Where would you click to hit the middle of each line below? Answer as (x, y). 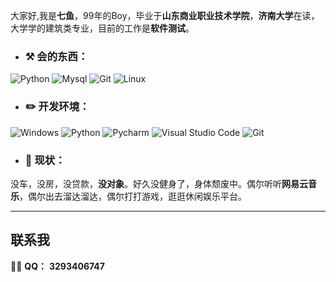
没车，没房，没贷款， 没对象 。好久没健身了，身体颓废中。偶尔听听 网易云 (159, 183)
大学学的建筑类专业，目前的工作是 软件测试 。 (102, 28)
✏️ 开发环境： (57, 107)
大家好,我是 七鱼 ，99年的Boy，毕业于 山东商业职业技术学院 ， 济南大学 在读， (165, 15)
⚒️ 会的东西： (56, 56)
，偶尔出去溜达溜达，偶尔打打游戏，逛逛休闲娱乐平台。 (133, 196)
